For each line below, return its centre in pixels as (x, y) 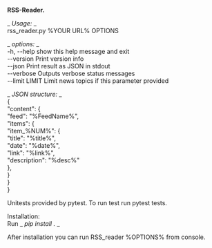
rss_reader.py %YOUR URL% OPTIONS (63, 31)
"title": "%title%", (32, 138)
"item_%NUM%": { (34, 131)
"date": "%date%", (34, 145)
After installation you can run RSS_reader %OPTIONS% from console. (106, 237)
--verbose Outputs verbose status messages (71, 73)
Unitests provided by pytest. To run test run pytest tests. (87, 203)
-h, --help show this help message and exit (68, 51)
